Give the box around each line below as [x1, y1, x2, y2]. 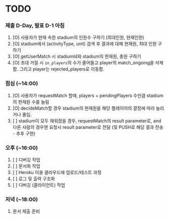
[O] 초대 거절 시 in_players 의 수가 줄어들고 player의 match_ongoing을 [12, 60, 154, 66]
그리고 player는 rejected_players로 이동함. [19, 66, 105, 72]
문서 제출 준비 [12, 208, 40, 214]
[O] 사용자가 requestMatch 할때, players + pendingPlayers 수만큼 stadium [12, 92, 163, 99]
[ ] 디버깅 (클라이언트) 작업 [12, 182, 65, 188]
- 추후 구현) [12, 130, 35, 137]
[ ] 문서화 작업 [12, 163, 40, 169]
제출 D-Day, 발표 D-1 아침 [5, 22, 65, 29]
